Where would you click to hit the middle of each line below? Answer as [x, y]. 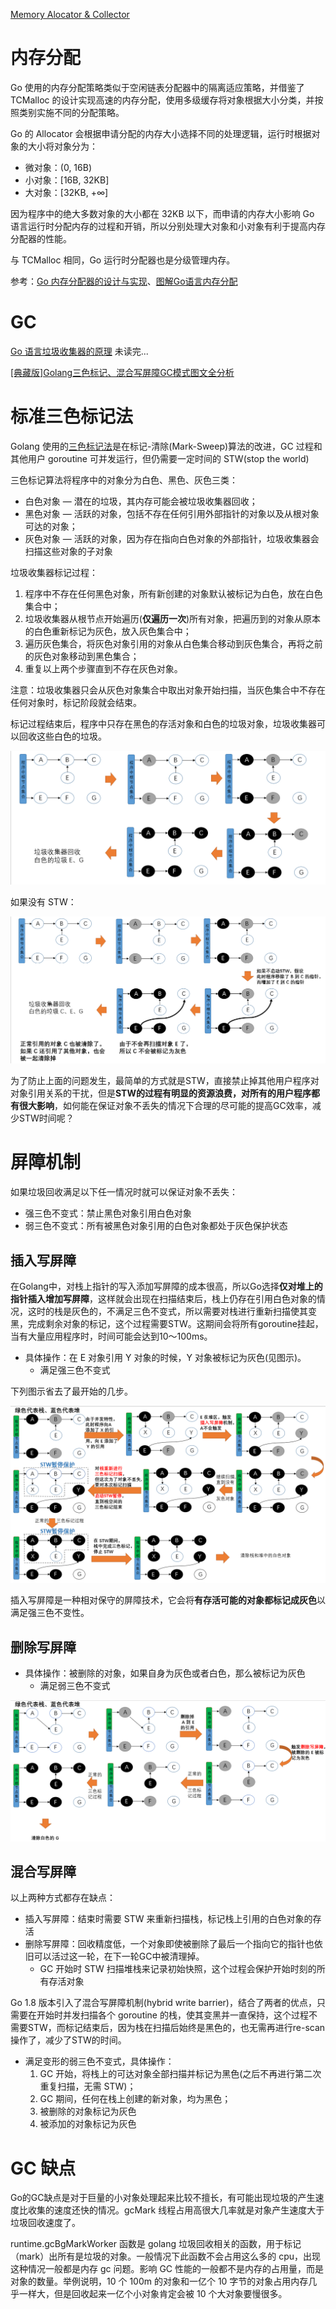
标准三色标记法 [72, 416]
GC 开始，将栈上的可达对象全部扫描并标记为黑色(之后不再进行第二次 [180, 2074]
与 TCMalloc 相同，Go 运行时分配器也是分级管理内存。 [123, 260]
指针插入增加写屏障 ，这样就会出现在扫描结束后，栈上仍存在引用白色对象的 [163, 1298]
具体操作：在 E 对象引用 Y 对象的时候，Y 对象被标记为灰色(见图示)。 [165, 1357]
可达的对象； [51, 526]
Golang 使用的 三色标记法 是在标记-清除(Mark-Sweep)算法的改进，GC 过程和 [166, 446]
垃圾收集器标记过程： [54, 572]
